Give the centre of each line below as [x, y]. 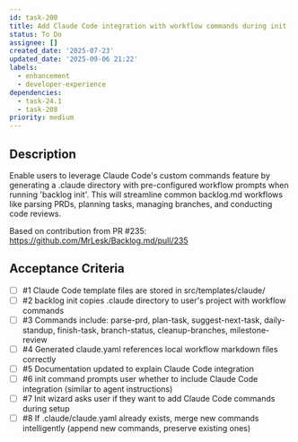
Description [43, 154]
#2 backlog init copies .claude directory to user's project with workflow [154, 300]
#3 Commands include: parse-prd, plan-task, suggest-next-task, [142, 320]
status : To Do [36, 34]
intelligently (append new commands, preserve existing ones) [136, 429]
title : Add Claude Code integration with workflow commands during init [148, 26]
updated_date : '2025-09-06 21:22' [74, 59]
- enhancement [44, 76]
